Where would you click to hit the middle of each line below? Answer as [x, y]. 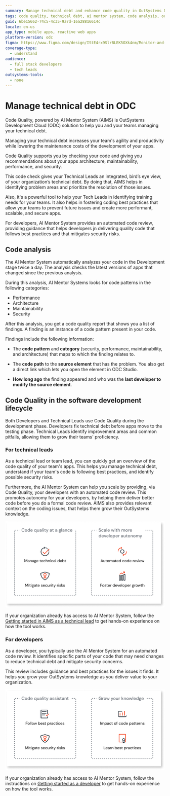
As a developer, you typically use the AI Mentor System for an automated [81, 650]
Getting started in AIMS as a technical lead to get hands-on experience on [82, 621]
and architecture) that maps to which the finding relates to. [74, 354]
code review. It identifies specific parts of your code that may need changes [84, 656]
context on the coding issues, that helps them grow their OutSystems [77, 508]
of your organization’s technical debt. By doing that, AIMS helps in [74, 182]
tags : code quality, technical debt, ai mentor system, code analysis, [82, 16]
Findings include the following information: [50, 339]
